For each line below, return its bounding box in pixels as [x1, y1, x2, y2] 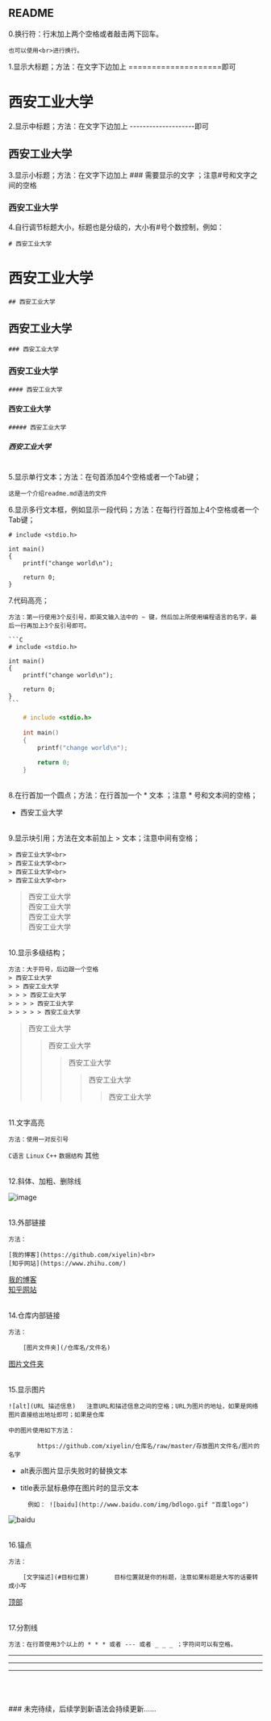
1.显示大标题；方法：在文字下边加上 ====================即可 [8, 61, 236, 71]
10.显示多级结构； [8, 948, 68, 957]
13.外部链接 [8, 1218, 47, 1228]
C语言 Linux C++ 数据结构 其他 [8, 1150, 99, 1161]
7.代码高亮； [8, 596, 50, 605]
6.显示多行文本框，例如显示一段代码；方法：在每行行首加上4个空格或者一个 [8, 505, 260, 515]
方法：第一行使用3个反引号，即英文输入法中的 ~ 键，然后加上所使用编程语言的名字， [8, 613, 252, 622]
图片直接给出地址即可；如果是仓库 [8, 1411, 105, 1419]
